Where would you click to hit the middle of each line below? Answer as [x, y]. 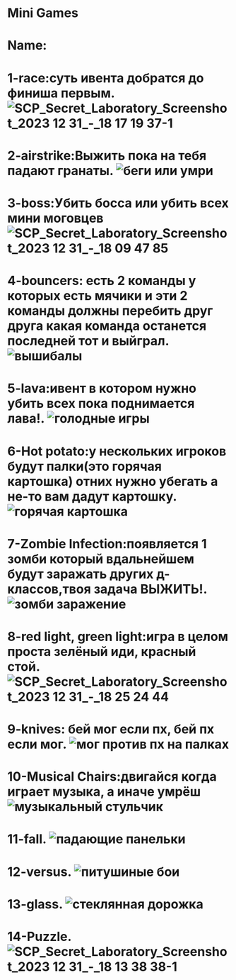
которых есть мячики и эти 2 [98, 296]
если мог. [37, 744]
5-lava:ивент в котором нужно [102, 389]
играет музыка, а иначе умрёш [104, 792]
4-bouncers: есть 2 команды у [102, 281]
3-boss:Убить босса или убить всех [118, 203]
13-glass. [35, 904]
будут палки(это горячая [85, 466]
